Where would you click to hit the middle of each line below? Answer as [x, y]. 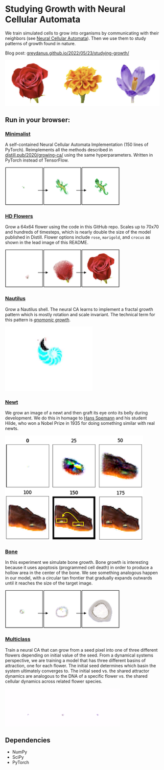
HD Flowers [19, 216]
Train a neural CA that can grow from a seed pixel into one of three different [82, 650]
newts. [12, 428]
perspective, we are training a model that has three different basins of [75, 660]
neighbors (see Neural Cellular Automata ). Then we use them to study [76, 38]
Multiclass [18, 639]
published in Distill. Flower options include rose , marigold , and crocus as [78, 237]
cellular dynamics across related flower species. [54, 681]
